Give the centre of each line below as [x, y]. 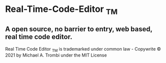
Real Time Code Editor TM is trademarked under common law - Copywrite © [83, 49]
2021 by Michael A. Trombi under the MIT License [56, 55]
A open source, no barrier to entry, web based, [79, 29]
